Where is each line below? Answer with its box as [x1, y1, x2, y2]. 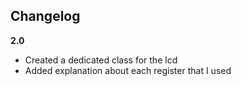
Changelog [10, 8, 81, 25]
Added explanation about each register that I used [24, 64, 232, 76]
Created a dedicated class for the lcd [24, 54, 178, 66]
